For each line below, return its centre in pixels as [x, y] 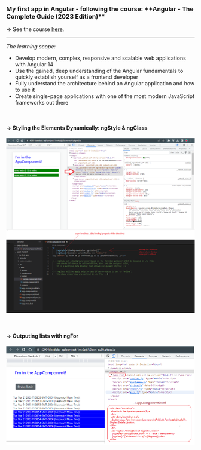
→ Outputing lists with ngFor [42, 336]
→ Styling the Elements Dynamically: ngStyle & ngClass [77, 128]
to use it [25, 90]
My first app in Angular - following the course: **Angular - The [100, 9]
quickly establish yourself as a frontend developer [77, 77]
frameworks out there [42, 103]
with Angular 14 [34, 65]
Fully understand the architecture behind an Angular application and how [105, 84]
